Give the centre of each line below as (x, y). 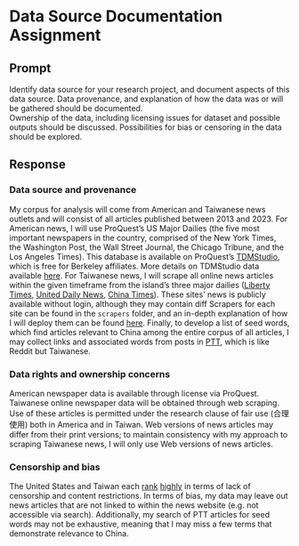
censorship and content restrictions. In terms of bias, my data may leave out (149, 496)
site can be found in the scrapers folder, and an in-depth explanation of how (149, 313)
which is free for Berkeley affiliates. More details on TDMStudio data (134, 266)
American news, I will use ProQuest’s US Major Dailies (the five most (134, 228)
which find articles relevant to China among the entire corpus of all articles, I (149, 332)
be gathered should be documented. (76, 108)
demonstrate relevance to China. (69, 534)
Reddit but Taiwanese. (50, 351)
